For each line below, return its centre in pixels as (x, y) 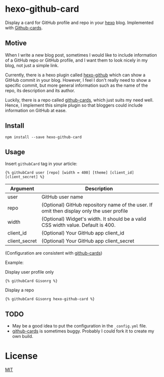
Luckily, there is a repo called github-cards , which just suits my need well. (79, 100)
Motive (16, 43)
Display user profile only (30, 272)
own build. (22, 336)
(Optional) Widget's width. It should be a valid (94, 219)
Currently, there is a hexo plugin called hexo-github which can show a (75, 75)
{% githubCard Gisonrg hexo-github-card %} (50, 299)
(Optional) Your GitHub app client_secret (88, 241)
